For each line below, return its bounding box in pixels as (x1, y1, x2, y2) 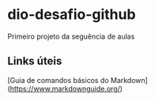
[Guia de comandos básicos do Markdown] (7, 75, 148, 84)
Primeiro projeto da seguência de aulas (7, 32, 135, 41)
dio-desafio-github (7, 6, 136, 24)
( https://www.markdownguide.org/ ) (7, 84, 123, 93)
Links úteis (7, 54, 62, 68)
